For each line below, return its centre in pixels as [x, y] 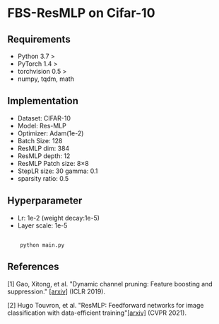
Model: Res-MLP [42, 125]
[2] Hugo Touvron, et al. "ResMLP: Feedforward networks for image [106, 305]
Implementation [43, 101]
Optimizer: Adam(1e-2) [51, 133]
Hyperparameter [45, 201]
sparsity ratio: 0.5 [43, 178]
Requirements [39, 39]
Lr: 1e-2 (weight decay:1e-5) [59, 218]
